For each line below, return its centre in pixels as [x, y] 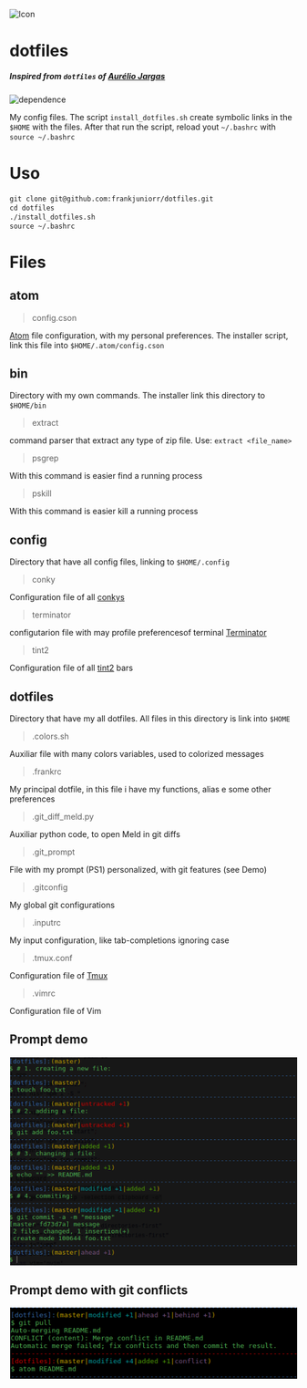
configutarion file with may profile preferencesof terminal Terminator [138, 633]
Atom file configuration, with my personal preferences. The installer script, [149, 335]
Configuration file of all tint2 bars [72, 668]
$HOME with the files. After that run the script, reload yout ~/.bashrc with [143, 127]
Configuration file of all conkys [67, 597]
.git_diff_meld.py [62, 817]
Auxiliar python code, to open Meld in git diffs [95, 834]
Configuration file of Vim [56, 1011]
